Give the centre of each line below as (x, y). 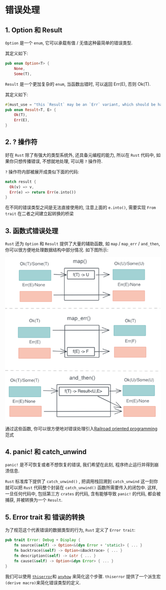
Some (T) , (23, 74)
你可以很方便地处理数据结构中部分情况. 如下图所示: (57, 250)
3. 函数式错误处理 (32, 231)
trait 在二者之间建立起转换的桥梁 (40, 214)
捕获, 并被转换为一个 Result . (34, 500)
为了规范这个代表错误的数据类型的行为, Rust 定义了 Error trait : (70, 530)
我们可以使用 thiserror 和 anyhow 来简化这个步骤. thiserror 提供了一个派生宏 (83, 576)
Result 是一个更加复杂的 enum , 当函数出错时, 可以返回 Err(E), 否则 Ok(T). (78, 84)
